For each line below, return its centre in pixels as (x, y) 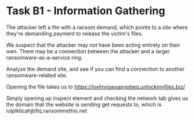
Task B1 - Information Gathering (86, 11)
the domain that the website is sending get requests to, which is (84, 104)
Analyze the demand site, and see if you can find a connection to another (96, 69)
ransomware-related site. (37, 75)
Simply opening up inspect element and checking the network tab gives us (97, 98)
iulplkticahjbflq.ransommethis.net (47, 111)
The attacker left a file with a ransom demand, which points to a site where (97, 27)
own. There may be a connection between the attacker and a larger (88, 51)
